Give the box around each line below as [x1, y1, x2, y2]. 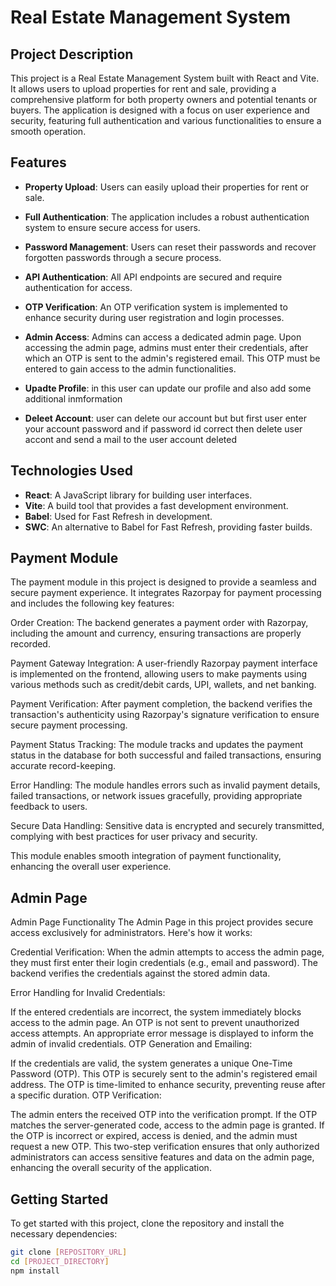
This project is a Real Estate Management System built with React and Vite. [10, 72, 320, 84]
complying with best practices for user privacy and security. [10, 831, 258, 843]
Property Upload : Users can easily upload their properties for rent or [24, 181, 310, 193]
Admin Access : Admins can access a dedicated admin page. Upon [24, 331, 302, 343]
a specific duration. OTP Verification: [10, 1089, 162, 1101]
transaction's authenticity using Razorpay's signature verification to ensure [10, 709, 320, 721]
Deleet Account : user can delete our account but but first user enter [24, 412, 307, 424]
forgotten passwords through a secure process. [24, 251, 222, 263]
